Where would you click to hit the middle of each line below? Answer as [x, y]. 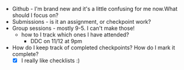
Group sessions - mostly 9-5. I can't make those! [73, 28]
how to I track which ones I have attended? [75, 35]
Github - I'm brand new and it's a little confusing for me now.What [95, 9]
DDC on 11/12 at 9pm [56, 41]
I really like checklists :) [51, 61]
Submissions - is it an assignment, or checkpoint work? [81, 22]
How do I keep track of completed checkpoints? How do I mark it [94, 47]
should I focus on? [35, 15]
